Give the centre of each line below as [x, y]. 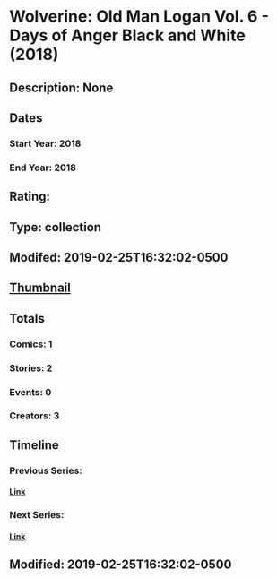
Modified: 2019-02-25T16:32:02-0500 [121, 565]
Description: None [61, 87]
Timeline [35, 445]
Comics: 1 [31, 344]
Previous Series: [46, 470]
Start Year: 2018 [45, 143]
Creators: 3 [35, 416]
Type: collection [55, 227]
